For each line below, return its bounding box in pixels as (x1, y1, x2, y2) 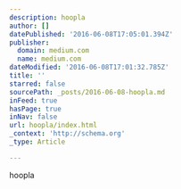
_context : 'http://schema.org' (9, 129, 126, 138)
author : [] (9, 21, 50, 30)
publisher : (9, 37, 50, 47)
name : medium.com (17, 54, 82, 63)
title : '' (9, 71, 46, 80)
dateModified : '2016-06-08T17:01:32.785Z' (9, 63, 169, 72)
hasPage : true (9, 104, 62, 113)
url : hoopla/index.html (9, 121, 98, 130)
